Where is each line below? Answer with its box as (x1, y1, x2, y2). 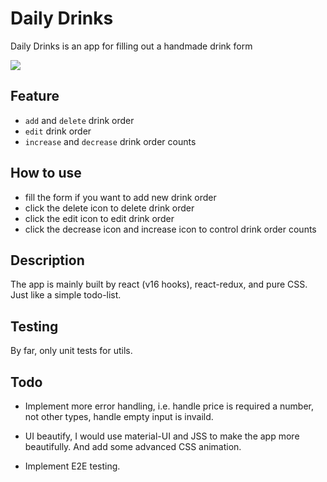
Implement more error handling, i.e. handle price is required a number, (24, 400, 314, 412)
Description (10, 252, 85, 269)
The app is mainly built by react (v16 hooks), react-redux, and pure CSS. (10, 278, 308, 291)
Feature (10, 88, 60, 105)
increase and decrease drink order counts (24, 135, 197, 147)
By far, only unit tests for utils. (10, 345, 133, 357)
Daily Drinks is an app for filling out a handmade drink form (10, 40, 253, 52)
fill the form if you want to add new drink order (24, 191, 217, 203)
